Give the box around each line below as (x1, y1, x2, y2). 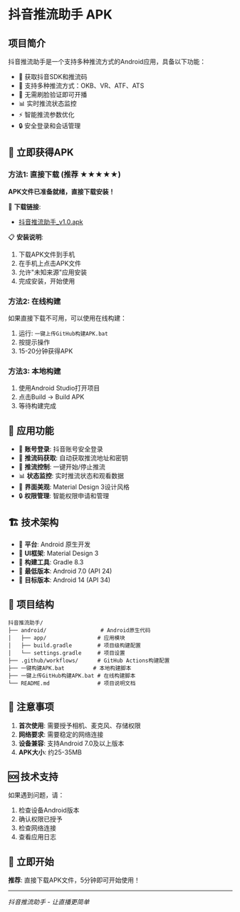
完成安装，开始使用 (18, 276, 75, 285)
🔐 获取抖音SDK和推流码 (18, 73, 88, 81)
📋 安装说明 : (8, 232, 43, 241)
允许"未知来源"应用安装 (18, 268, 88, 276)
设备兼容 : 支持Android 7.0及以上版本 (18, 739, 125, 747)
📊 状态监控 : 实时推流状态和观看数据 (18, 472, 124, 480)
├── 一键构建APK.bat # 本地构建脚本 (8, 664, 132, 672)
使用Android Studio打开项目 (18, 384, 100, 393)
